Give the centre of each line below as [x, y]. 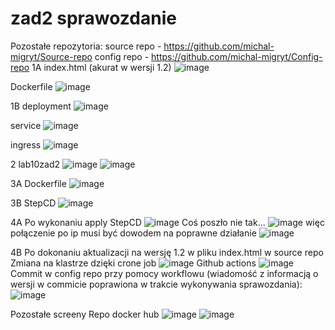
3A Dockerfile [38, 183]
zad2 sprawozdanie [93, 18]
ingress [26, 144]
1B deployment [41, 106]
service [26, 125]
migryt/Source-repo [51, 56]
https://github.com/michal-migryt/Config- [237, 56]
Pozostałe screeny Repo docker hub [85, 314]
